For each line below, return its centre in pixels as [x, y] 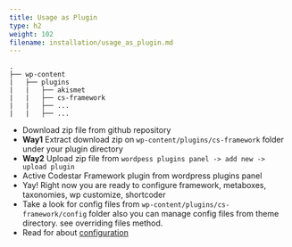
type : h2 [25, 26]
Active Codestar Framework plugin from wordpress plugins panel [142, 176]
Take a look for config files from [81, 204]
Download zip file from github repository [96, 130]
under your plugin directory [72, 149]
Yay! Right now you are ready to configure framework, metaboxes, [144, 185]
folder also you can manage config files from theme [184, 214]
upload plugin [48, 167]
